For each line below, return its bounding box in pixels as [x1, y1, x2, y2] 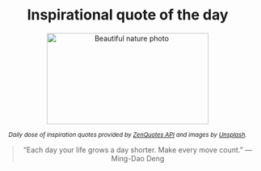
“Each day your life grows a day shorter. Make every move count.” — [23, 144, 253, 155]
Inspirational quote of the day [27, 6, 229, 24]
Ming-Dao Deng [111, 153, 165, 163]
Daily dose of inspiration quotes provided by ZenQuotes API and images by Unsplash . [8, 130, 247, 139]
